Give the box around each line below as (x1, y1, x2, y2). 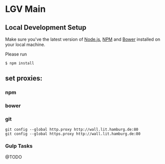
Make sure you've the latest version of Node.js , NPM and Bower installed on (5, 36, 161, 42)
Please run (5, 51, 27, 57)
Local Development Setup (5, 23, 87, 32)
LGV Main (5, 3, 46, 15)
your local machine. (5, 42, 46, 48)
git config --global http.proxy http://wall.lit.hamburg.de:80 (5, 127, 139, 132)
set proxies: (5, 74, 43, 83)
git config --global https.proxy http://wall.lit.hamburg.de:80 (5, 131, 141, 136)
